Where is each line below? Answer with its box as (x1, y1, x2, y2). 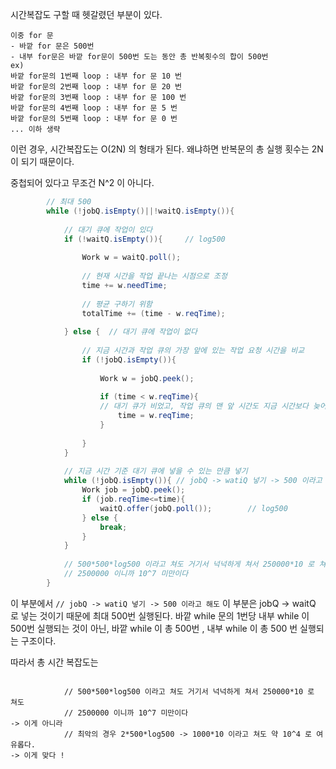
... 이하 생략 (10, 124, 61, 134)
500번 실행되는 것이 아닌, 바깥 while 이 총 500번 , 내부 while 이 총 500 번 (10, 622, 298, 634)
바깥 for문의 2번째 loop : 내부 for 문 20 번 (10, 82, 183, 92)
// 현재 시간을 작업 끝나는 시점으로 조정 (81, 271, 228, 281)
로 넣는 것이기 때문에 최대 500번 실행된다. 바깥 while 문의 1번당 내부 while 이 (10, 609, 310, 622)
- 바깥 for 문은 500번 (10, 41, 95, 51)
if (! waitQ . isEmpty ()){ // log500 (63, 234, 226, 244)
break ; (99, 522, 128, 532)
